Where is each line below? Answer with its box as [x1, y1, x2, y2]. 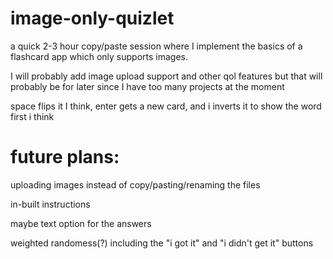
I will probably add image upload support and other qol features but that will [10, 70, 323, 82]
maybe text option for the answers [10, 217, 152, 229]
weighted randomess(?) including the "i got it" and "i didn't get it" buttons [10, 237, 314, 249]
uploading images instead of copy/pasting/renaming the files [10, 178, 261, 191]
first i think [10, 110, 55, 122]
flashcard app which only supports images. [10, 50, 189, 62]
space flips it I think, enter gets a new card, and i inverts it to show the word [10, 100, 322, 112]
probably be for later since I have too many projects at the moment [10, 80, 285, 92]
